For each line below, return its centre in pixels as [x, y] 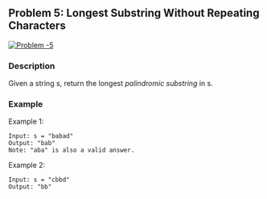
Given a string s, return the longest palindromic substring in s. [111, 83]
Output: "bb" [30, 187]
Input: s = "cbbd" [39, 180]
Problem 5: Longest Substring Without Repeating [134, 13]
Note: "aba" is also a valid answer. [72, 150]
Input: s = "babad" [41, 136]
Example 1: [26, 122]
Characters [37, 26]
